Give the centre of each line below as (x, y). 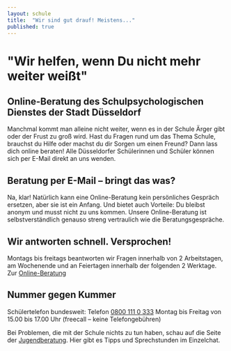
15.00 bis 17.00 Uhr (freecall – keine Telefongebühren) (84, 319)
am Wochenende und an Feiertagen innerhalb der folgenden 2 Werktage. (112, 266)
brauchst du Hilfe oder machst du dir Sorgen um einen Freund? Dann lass (112, 144)
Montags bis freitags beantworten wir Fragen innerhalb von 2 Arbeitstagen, (115, 258)
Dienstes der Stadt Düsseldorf (74, 112)
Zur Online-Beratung (37, 273)
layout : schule (29, 14)
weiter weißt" (48, 76)
